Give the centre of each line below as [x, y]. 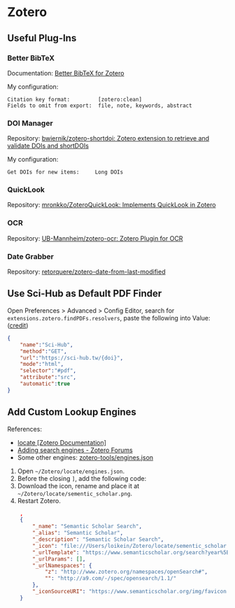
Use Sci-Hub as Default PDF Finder [85, 294]
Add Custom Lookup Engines [72, 412]
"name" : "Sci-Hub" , [47, 345]
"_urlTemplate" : [56, 552]
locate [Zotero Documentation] [62, 442]
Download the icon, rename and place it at [78, 486]
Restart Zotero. [39, 500]
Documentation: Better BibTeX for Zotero [66, 73]
